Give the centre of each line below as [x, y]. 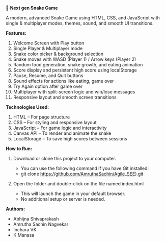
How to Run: [19, 149]
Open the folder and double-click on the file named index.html [78, 184]
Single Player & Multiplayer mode [48, 48]
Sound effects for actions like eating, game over [63, 81]
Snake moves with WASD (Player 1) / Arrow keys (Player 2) [75, 59]
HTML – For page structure [42, 117]
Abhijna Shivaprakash [36, 219]
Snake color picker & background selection [58, 54]
